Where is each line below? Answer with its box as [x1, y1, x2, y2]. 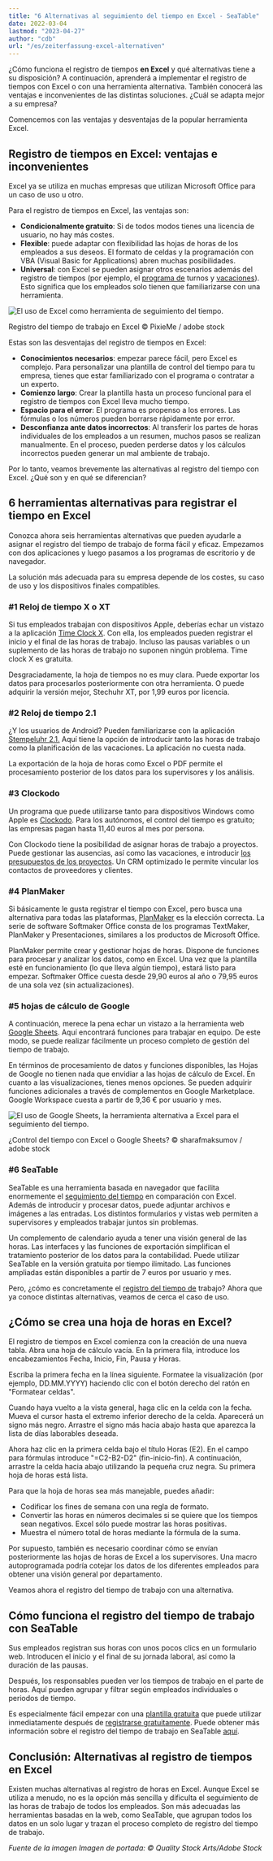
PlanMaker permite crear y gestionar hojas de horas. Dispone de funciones [8, 945, 260, 955]
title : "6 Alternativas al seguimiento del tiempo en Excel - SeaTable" [8, 11, 260, 20]
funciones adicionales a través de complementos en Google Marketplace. [8, 1087, 255, 1096]
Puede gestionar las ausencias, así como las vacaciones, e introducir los [8, 848, 251, 857]
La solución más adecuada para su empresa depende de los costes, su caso [8, 572, 265, 582]
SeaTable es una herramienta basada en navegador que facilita [8, 1182, 219, 1192]
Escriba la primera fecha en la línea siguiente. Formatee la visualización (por [8, 1370, 264, 1380]
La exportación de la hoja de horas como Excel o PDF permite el [8, 759, 223, 769]
